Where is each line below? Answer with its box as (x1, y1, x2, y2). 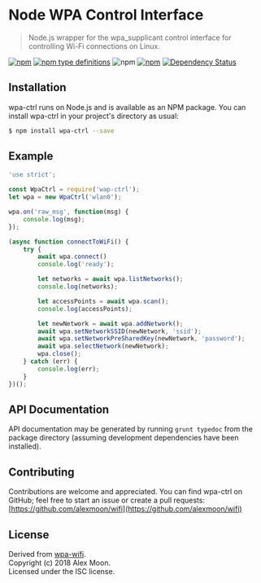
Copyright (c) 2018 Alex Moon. (8, 558, 111, 568)
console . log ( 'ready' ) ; (37, 261, 115, 269)
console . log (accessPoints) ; (37, 305, 133, 313)
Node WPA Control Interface (8, 6, 204, 24)
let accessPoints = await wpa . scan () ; (37, 297, 169, 305)
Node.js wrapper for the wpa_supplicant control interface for (28, 33, 232, 42)
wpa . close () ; (37, 350, 82, 358)
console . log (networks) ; (37, 283, 118, 291)
